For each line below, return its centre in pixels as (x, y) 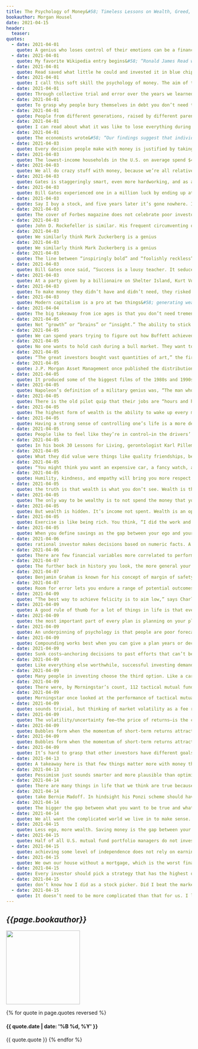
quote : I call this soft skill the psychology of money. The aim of (103, 83)
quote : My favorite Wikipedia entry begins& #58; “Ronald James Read (103, 61)
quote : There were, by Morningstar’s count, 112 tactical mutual (99, 687)
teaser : (21, 34)
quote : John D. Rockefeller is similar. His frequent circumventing (103, 226)
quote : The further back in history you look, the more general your (104, 566)
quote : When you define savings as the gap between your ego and (99, 533)
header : (16, 28)
